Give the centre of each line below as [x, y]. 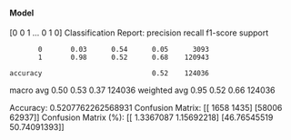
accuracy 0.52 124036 [109, 74]
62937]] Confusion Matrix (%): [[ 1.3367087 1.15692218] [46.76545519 [141, 117]
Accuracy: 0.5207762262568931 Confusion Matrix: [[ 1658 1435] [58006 [146, 108]
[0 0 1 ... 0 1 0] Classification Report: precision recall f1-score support [139, 33]
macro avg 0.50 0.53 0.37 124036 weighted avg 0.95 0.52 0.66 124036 [142, 90]
